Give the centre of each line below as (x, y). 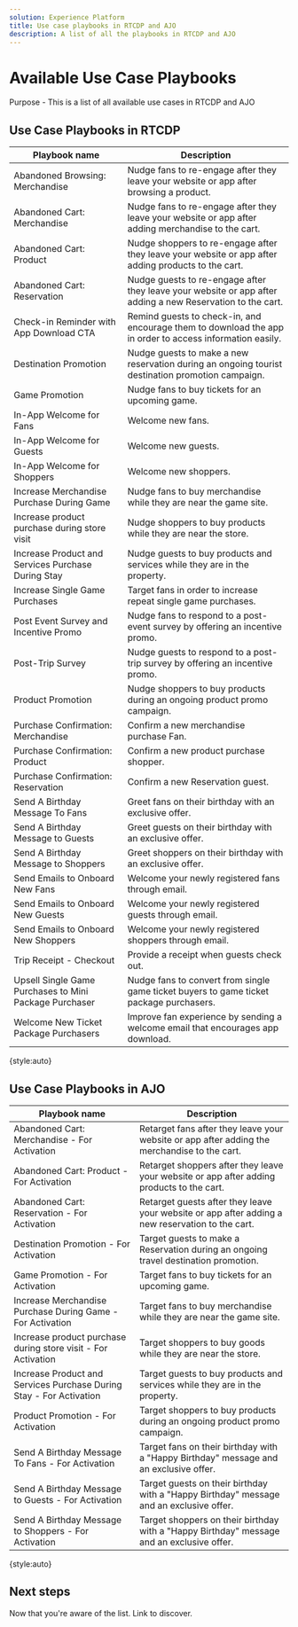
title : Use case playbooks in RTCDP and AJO (93, 26)
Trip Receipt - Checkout (64, 960)
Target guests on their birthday (203, 1483)
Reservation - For (51, 1213)
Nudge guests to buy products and (200, 553)
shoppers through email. (178, 941)
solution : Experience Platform (67, 17)
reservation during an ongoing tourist (204, 364)
